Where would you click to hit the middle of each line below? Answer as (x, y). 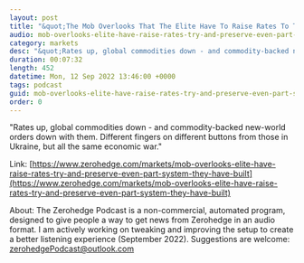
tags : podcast (36, 85)
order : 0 (26, 102)
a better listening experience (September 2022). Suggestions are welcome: (150, 240)
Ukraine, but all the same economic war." (86, 146)
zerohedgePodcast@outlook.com (72, 249)
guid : (19, 93)
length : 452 (32, 69)
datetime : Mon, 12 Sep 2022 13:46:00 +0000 (93, 77)
